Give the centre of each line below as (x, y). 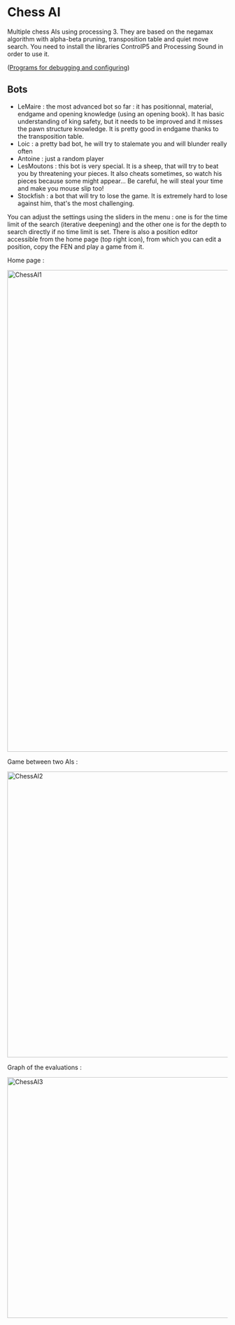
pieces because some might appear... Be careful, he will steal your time (120, 181)
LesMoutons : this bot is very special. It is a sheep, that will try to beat (118, 166)
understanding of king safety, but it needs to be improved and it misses (120, 121)
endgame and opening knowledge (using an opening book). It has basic (121, 114)
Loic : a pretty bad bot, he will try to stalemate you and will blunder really (122, 144)
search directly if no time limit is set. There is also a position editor (102, 231)
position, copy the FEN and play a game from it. (76, 247)
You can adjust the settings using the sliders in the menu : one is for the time (117, 217)
